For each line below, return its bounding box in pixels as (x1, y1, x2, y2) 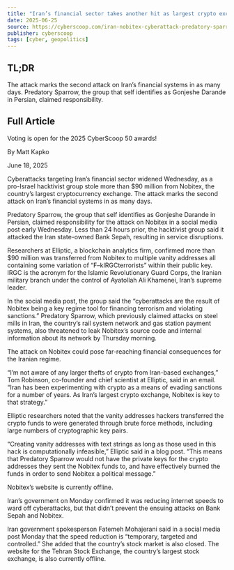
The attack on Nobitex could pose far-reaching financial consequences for (7, 347, 221, 356)
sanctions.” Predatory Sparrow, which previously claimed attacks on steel (7, 311, 218, 320)
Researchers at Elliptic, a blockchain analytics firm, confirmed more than (7, 246, 215, 255)
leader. (7, 283, 27, 292)
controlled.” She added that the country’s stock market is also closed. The (7, 539, 219, 548)
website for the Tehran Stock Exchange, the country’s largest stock (7, 547, 200, 555)
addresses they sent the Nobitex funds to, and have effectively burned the (7, 462, 221, 470)
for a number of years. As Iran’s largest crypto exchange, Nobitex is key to (7, 390, 220, 398)
